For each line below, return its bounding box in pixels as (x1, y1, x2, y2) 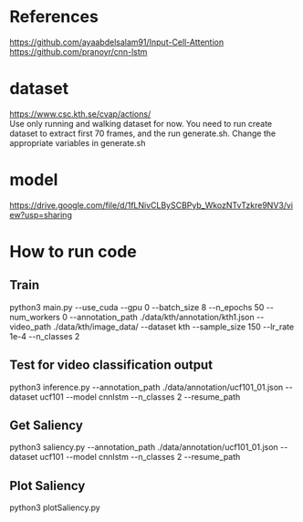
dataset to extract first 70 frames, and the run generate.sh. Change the (9, 128, 277, 139)
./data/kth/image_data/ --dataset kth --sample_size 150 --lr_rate (53, 321, 295, 332)
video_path (9, 321, 52, 332)
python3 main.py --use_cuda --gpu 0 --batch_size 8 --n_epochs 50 (9, 301, 265, 312)
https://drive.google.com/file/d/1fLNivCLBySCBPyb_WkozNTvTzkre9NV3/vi (9, 199, 294, 211)
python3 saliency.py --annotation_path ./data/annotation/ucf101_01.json (9, 442, 278, 453)
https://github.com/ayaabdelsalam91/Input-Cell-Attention (9, 37, 225, 47)
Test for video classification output (9, 358, 213, 373)
